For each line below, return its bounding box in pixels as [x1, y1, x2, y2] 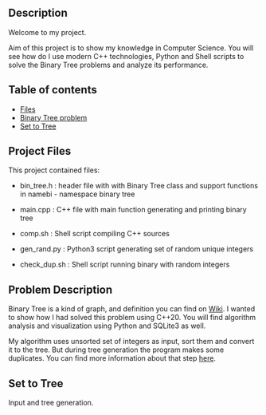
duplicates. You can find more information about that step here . [8, 354, 217, 363]
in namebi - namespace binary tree [19, 189, 135, 199]
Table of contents [8, 83, 97, 97]
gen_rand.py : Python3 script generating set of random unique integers [19, 244, 253, 254]
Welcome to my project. [8, 27, 87, 37]
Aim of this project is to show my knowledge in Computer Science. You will [8, 43, 254, 53]
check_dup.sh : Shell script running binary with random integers [19, 259, 230, 270]
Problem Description [8, 283, 113, 296]
